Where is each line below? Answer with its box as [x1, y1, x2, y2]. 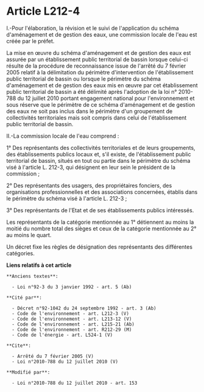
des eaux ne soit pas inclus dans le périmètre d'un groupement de [6, 107, 173, 115]
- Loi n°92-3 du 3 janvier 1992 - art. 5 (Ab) [12, 283, 132, 290]
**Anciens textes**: [6, 273, 59, 279]
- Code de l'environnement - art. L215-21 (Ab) [12, 321, 135, 327]
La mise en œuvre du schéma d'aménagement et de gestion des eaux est [6, 49, 191, 56]
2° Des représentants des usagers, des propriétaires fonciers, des [6, 182, 172, 189]
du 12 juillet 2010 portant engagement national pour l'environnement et [17, 94, 195, 102]
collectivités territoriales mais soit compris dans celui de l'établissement [6, 114, 187, 121]
